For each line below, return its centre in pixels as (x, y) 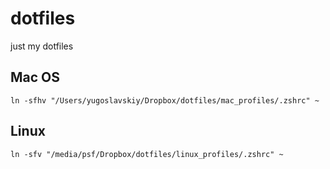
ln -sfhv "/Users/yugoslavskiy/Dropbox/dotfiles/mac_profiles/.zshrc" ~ (165, 100)
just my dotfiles (42, 46)
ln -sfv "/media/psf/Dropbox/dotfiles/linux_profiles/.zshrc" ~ (147, 154)
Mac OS (35, 77)
